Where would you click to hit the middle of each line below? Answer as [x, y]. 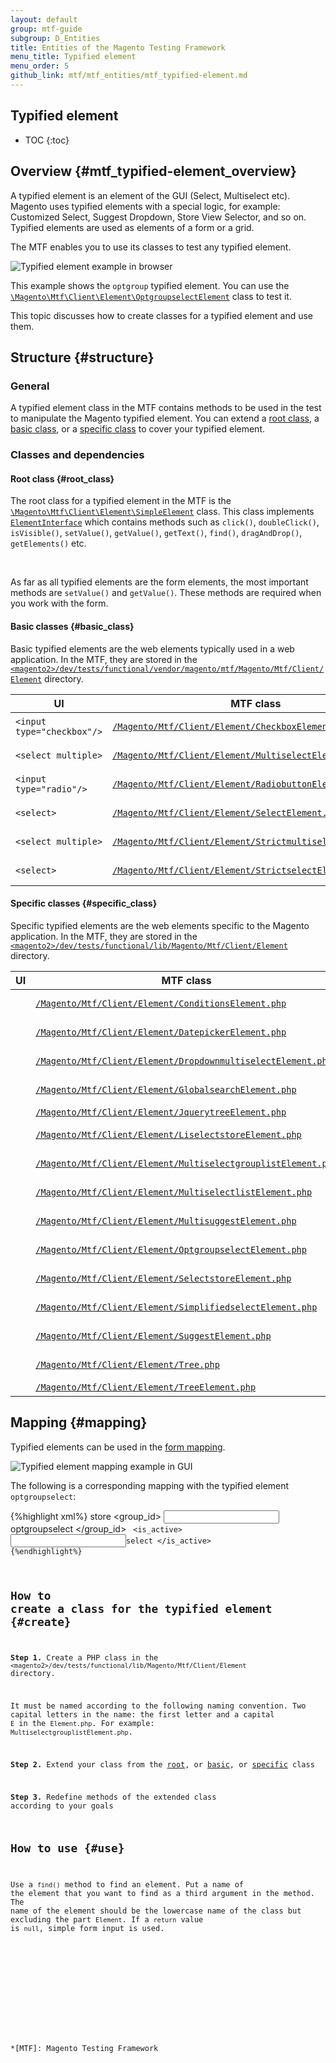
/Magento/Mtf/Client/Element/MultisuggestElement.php [166, 1220]
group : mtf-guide [46, 29]
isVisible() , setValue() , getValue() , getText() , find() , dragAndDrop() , [156, 533]
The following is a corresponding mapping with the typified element [150, 1485]
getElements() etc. [48, 543]
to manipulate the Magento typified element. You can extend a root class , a [165, 418]
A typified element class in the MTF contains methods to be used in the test [166, 408]
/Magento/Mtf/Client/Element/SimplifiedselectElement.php [176, 1307]
